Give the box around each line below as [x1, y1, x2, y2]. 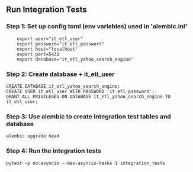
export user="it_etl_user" [17, 35, 83, 42]
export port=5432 [17, 51, 60, 57]
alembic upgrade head [6, 133, 60, 139]
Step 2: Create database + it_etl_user [6, 70, 115, 78]
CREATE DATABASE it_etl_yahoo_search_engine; [6, 83, 120, 89]
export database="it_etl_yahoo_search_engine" [17, 56, 134, 62]
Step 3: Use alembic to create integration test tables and [6, 112, 172, 120]
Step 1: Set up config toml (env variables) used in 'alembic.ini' [6, 22, 188, 31]
